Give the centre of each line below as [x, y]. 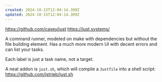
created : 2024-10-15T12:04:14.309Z [42, 10]
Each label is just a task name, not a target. [49, 59]
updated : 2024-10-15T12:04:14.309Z [42, 15]
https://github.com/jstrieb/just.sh [39, 74]
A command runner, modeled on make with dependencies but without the [81, 39]
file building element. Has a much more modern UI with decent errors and [81, 44]
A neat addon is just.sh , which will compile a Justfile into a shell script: [80, 69]
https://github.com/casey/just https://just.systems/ [58, 29]
